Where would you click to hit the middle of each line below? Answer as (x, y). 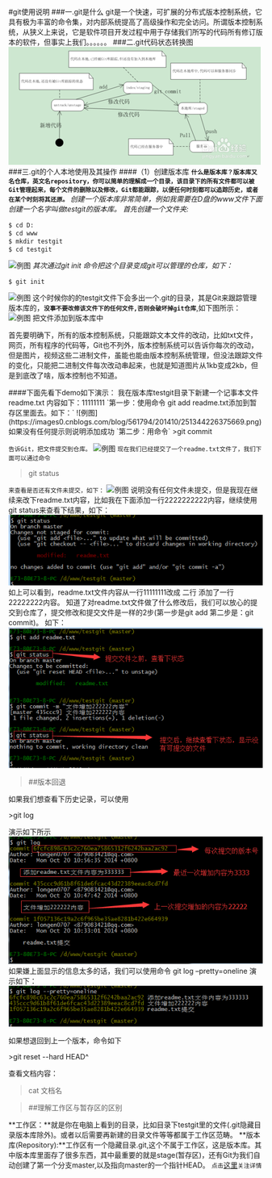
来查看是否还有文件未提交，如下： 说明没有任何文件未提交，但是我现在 (130, 490)
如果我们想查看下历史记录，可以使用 (69, 799)
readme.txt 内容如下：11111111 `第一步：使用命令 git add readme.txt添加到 (129, 403)
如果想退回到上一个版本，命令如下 (65, 1040)
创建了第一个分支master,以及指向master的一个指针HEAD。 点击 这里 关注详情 (138, 1165)
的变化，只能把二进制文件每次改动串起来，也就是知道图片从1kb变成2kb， (130, 365)
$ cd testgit (30, 249)
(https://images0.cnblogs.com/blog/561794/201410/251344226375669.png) (135, 422)
